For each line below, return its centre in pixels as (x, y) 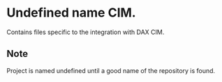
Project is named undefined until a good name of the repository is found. (111, 70)
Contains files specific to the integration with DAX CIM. (86, 32)
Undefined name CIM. (72, 13)
